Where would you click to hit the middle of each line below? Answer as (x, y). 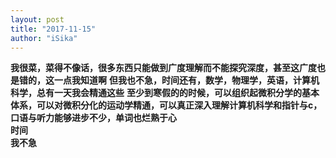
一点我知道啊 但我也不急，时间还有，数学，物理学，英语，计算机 (186, 80)
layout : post (37, 19)
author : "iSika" (44, 38)
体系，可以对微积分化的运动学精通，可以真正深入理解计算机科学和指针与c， (166, 105)
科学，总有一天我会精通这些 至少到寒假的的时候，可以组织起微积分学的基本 (165, 93)
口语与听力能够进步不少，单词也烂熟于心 (93, 118)
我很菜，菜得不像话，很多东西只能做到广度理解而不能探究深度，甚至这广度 (163, 68)
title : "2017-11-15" (53, 29)
